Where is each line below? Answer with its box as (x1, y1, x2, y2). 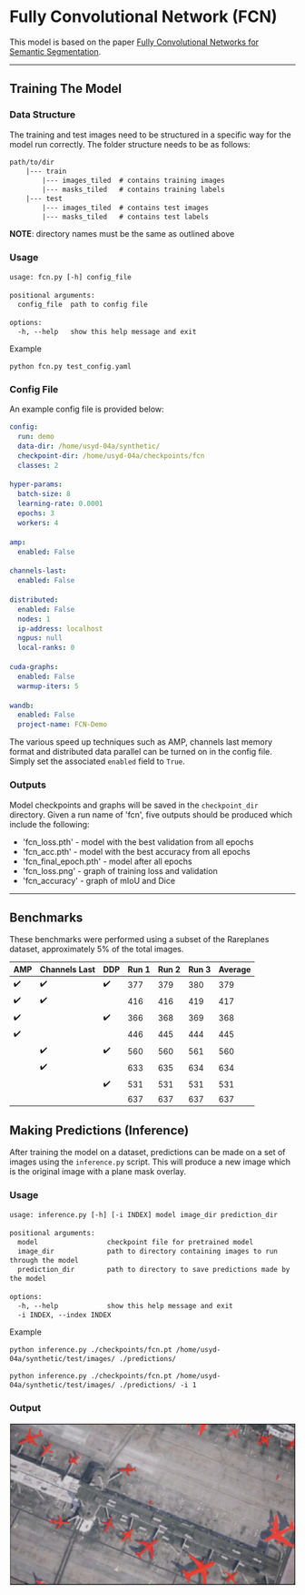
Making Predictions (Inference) (9, 1123, 189, 1138)
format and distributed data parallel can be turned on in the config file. (9, 747, 272, 757)
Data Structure (9, 108, 76, 121)
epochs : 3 (17, 509, 54, 518)
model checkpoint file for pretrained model (17, 1238, 254, 1247)
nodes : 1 (17, 615, 51, 624)
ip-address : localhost (17, 624, 103, 634)
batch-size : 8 (17, 490, 71, 499)
